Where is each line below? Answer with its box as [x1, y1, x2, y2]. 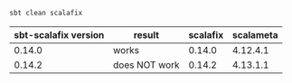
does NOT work [112, 59, 180, 71]
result [133, 28, 160, 41]
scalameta [231, 28, 278, 41]
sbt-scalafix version [14, 28, 105, 41]
